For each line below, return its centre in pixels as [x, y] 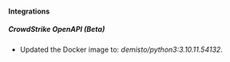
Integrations [29, 11]
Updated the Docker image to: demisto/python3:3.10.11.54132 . [121, 49]
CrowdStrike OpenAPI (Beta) [57, 29]
